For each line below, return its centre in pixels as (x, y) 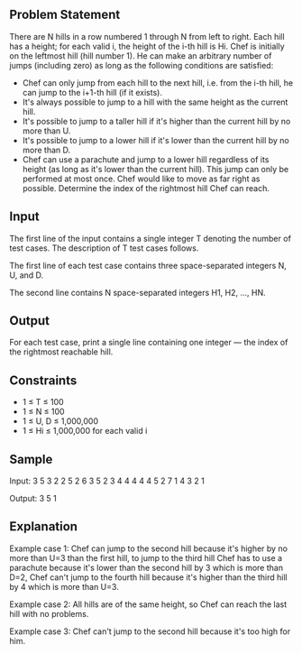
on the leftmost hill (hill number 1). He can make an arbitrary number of (141, 55)
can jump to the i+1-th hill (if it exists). (92, 92)
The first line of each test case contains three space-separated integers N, (148, 265)
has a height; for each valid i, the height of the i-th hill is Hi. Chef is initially (147, 46)
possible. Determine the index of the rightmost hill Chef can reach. (146, 188)
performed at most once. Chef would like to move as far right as (141, 179)
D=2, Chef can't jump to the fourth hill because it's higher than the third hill (148, 577)
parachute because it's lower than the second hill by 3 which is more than (146, 567)
